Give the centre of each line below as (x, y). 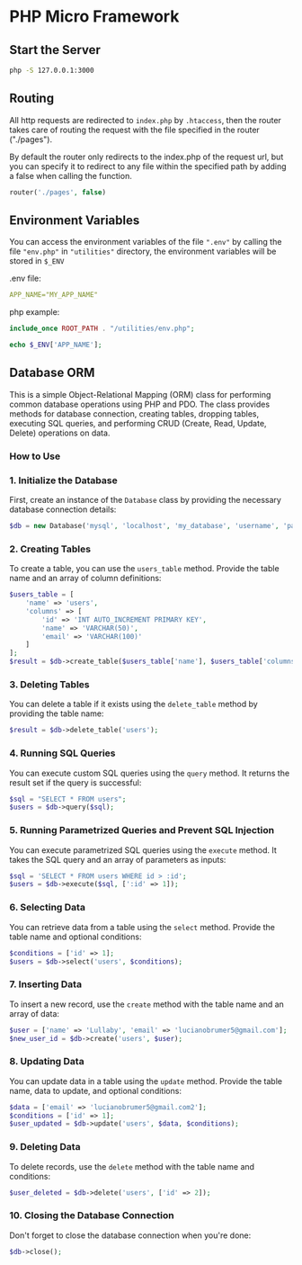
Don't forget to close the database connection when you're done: (130, 1235)
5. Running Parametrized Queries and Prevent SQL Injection (142, 830)
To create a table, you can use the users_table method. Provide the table (145, 569)
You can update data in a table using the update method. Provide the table (146, 1081)
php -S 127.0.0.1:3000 (52, 70)
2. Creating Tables (50, 549)
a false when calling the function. (71, 175)
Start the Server (55, 50)
